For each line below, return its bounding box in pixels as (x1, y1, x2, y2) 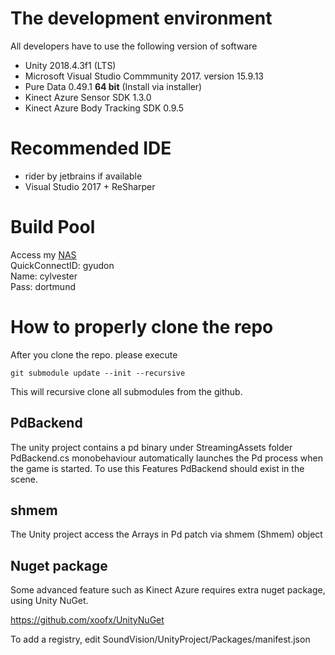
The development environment (10, 7, 273, 30)
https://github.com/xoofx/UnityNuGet (10, 614, 165, 626)
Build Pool (10, 216, 96, 239)
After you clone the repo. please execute (10, 348, 178, 361)
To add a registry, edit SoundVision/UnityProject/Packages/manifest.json (10, 633, 311, 646)
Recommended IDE (10, 137, 172, 160)
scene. (10, 473, 39, 485)
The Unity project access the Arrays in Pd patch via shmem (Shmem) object (10, 528, 323, 541)
